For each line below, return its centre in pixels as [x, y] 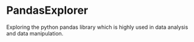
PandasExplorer [47, 10]
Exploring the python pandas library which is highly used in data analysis [97, 27]
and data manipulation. [35, 33]
